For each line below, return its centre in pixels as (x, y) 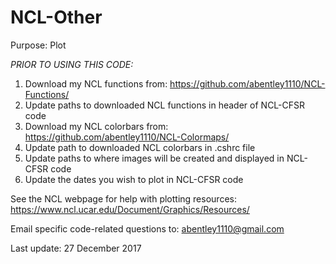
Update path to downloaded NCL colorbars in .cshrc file (140, 147)
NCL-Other (56, 17)
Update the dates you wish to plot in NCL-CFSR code (134, 179)
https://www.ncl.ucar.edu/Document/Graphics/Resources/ (130, 209)
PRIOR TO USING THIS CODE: (72, 64)
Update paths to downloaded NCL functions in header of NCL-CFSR (165, 105)
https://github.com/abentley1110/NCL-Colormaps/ (127, 137)
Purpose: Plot (38, 45)
